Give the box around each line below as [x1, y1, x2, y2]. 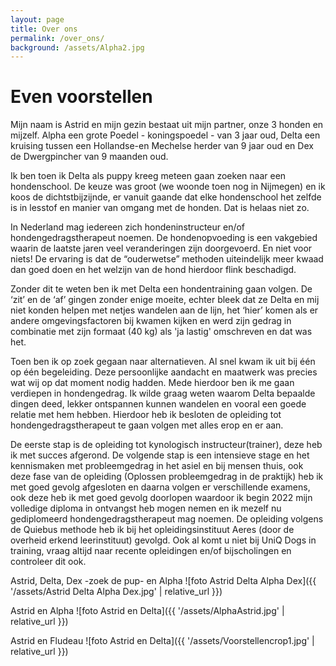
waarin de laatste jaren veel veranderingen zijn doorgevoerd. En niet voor [10, 242, 313, 255]
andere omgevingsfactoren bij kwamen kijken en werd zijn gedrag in [10, 315, 292, 327]
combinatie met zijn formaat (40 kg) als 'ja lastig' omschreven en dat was [10, 326, 313, 338]
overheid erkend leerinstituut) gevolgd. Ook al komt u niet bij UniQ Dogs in [10, 534, 317, 546]
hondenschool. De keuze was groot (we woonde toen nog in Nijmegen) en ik [10, 181, 326, 193]
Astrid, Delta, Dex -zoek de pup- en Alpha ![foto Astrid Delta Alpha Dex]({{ [10, 575, 317, 587]
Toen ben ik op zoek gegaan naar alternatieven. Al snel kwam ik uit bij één [10, 356, 316, 368]
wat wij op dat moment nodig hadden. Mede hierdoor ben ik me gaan [10, 377, 295, 389]
